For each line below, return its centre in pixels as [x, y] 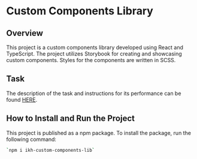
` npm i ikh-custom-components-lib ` [51, 150]
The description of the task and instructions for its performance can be [94, 93]
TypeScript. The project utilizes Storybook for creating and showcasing [94, 54]
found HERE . [22, 99]
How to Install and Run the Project [70, 119]
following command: [31, 139]
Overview [25, 33]
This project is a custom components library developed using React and [95, 47]
